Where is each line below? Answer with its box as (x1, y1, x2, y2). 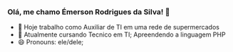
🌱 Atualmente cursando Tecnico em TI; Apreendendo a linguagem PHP (17, 30, 226, 39)
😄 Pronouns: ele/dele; (17, 38, 84, 46)
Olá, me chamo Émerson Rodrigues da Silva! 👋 (7, 7, 170, 17)
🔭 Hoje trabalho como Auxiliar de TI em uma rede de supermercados (17, 23, 219, 32)
